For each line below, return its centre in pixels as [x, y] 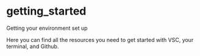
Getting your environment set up [47, 28]
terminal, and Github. [33, 46]
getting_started [46, 11]
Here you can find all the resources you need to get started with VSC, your [100, 40]
